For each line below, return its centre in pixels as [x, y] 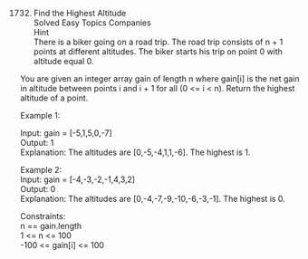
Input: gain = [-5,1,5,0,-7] [66, 133]
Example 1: [40, 115]
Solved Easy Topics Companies [92, 23]
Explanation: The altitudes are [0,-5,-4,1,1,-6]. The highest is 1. [135, 152]
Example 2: [41, 170]
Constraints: [43, 216]
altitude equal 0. [63, 61]
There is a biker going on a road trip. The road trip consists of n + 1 [158, 42]
